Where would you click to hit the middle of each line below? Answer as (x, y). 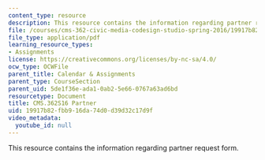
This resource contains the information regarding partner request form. (123, 147)
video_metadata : (35, 118)
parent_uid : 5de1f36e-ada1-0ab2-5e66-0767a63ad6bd (93, 89)
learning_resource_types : (50, 45)
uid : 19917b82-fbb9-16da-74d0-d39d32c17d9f (81, 111)
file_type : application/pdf (54, 37)
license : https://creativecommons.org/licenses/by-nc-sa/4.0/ (112, 60)
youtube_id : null (44, 125)
